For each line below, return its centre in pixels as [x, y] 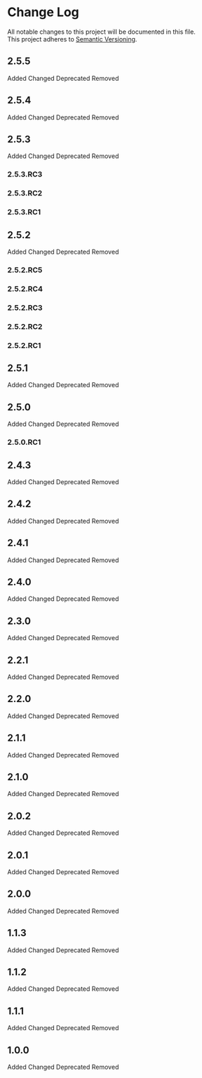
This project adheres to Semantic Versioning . [72, 39]
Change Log [43, 12]
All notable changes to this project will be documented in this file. [102, 32]
